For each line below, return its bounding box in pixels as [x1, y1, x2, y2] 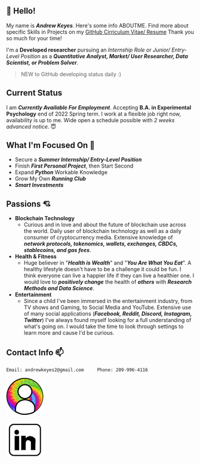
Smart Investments [14, 181, 64, 189]
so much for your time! [6, 34, 62, 42]
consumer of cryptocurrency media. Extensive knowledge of [23, 234, 173, 241]
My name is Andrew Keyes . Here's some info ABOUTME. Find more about [6, 22, 189, 29]
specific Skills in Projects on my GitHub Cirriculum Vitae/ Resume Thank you [6, 28, 194, 35]
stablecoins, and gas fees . [23, 247, 91, 254]
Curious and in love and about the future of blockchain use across [23, 221, 186, 228]
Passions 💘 [6, 199, 51, 209]
